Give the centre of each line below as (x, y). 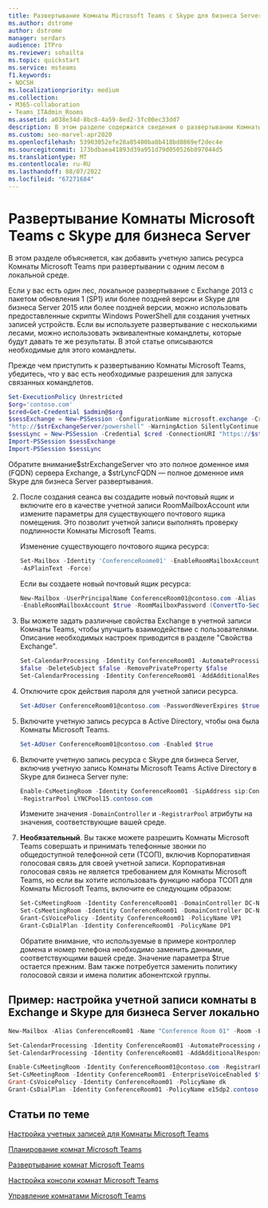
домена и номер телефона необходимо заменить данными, (122, 949)
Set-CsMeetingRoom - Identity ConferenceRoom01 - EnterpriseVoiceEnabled (130, 1075)
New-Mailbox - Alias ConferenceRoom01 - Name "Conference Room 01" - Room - (134, 1031)
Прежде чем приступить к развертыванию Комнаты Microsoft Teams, (127, 365)
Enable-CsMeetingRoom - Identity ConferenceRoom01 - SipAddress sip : (134, 791)
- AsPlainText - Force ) (56, 568)
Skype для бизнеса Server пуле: (74, 776)
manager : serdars (37, 38)
